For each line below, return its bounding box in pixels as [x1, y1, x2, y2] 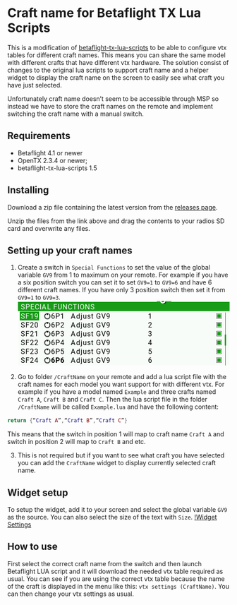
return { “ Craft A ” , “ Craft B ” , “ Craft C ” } [7, 417, 128, 424]
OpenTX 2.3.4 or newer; [17, 156, 88, 164]
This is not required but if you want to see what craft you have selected [17, 451, 225, 460]
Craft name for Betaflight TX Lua [7, 5, 201, 21]
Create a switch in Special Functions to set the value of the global [17, 263, 210, 272]
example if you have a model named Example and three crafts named [17, 388, 217, 396]
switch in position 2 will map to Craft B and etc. [7, 438, 146, 446]
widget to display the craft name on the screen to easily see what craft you [7, 73, 224, 82]
